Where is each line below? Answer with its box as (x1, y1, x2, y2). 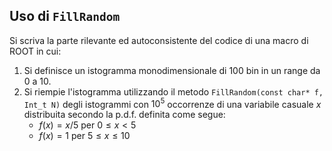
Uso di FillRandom (9, 8, 121, 25)
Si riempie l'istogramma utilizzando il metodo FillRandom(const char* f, (23, 85, 324, 98)
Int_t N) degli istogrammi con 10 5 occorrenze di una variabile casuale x (23, 96, 322, 110)
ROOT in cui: (9, 45, 62, 57)
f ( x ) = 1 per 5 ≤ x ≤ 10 (38, 130, 131, 142)
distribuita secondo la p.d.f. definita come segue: (23, 109, 226, 121)
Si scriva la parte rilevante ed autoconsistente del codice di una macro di (9, 34, 309, 46)
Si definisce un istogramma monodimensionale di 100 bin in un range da (23, 64, 321, 76)
